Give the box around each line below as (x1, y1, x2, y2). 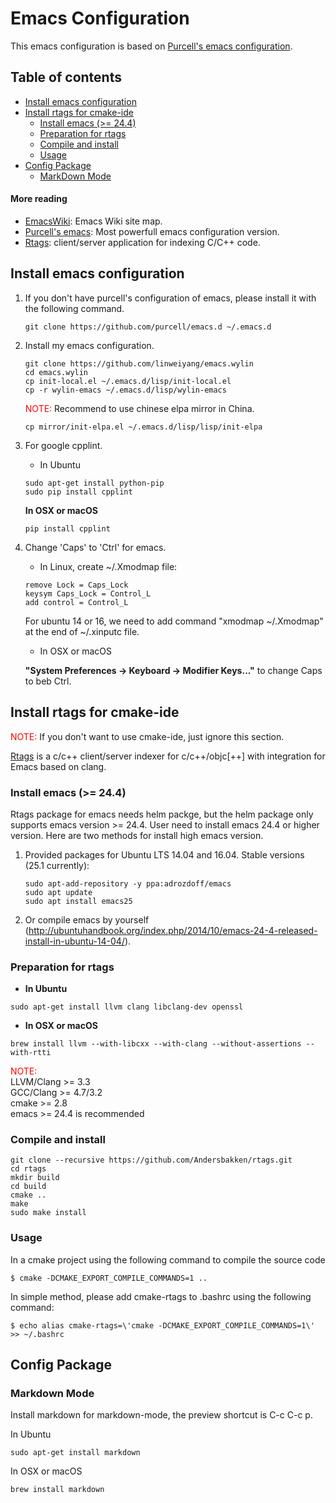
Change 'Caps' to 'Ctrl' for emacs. (24, 541, 167, 553)
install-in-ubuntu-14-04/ (24, 935, 125, 947)
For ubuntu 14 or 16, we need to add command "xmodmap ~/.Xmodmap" (24, 615, 324, 627)
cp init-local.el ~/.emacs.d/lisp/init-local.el (24, 376, 232, 386)
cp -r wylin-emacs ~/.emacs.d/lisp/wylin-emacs (24, 385, 227, 395)
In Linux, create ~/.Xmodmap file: (39, 560, 178, 572)
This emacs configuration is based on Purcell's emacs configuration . (10, 40, 293, 52)
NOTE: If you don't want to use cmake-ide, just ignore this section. (10, 730, 285, 742)
